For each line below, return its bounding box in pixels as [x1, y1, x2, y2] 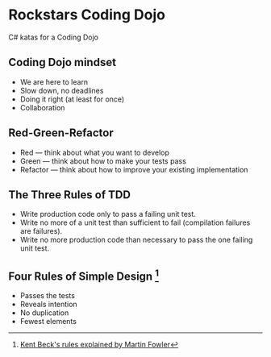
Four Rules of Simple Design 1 [8, 267, 160, 283]
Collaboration [19, 102, 65, 112]
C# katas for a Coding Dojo [8, 32, 99, 42]
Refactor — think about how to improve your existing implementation [19, 164, 248, 174]
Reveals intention [19, 300, 78, 309]
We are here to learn [19, 77, 89, 86]
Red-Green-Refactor [8, 127, 115, 140]
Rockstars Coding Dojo [8, 6, 166, 24]
